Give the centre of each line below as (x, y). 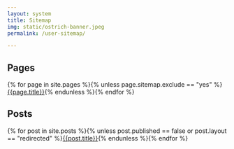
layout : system (29, 14)
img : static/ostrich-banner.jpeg (56, 27)
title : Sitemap (29, 20)
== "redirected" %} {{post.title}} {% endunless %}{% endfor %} (98, 138)
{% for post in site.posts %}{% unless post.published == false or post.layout (117, 131)
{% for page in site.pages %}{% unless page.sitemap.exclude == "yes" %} (115, 85)
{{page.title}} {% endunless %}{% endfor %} (71, 92)
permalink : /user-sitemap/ (46, 33)
